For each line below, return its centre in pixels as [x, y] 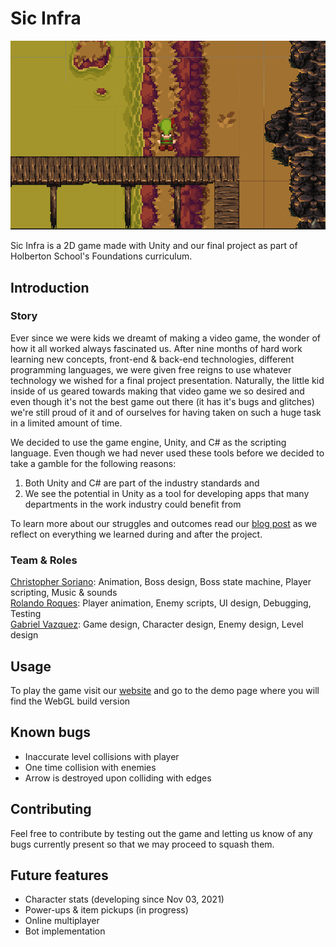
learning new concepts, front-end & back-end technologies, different [152, 359]
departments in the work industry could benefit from [133, 504]
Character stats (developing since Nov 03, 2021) [124, 899]
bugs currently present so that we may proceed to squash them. [142, 844]
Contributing [51, 809]
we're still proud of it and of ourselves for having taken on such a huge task [166, 412]
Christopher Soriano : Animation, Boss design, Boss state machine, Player [161, 582]
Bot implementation [65, 931]
